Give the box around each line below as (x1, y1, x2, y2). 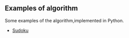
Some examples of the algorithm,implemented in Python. (5, 17, 124, 23)
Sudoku (12, 27, 29, 33)
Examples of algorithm (5, 4, 78, 13)
